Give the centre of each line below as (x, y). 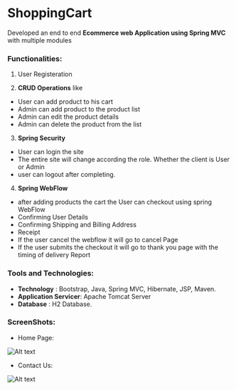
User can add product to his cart (65, 102)
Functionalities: (35, 58)
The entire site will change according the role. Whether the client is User (123, 159)
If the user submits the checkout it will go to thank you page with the (118, 247)
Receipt (29, 232)
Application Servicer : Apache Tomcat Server (84, 296)
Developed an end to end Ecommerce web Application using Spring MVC (117, 33)
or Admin (31, 167)
